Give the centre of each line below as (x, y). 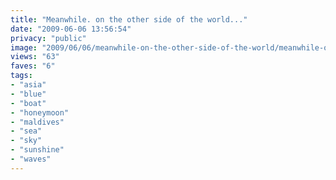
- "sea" (26, 131)
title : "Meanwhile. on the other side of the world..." (129, 19)
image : (24, 47)
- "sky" (26, 141)
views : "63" (35, 57)
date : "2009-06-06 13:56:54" (71, 29)
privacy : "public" (48, 38)
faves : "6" (33, 66)
